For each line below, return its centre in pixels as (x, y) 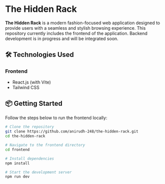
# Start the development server (38, 172)
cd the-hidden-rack (25, 136)
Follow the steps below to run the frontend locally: (56, 118)
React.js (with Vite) (31, 82)
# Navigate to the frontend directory (45, 145)
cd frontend (17, 149)
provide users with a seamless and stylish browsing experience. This (76, 28)
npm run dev (17, 177)
